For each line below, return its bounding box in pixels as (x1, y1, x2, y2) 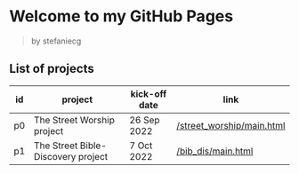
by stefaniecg (30, 36, 82, 46)
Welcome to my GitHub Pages (9, 6, 234, 27)
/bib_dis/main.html (176, 145, 254, 157)
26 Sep (128, 114, 160, 126)
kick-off (130, 87, 167, 99)
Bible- (79, 139, 107, 152)
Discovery (34, 150, 77, 162)
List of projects (9, 61, 95, 76)
